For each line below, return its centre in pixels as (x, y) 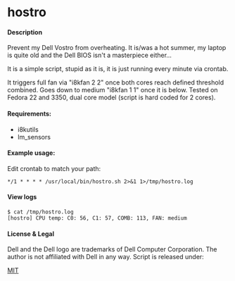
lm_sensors (34, 137)
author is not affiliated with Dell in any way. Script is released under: (106, 257)
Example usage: (31, 153)
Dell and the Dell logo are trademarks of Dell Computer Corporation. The (112, 249)
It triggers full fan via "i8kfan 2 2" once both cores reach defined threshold (116, 82)
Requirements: (29, 113)
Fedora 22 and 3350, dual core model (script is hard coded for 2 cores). (112, 98)
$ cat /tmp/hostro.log (40, 212)
